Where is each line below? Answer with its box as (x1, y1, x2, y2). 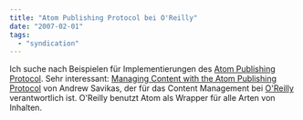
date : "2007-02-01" (9, 22, 84, 31)
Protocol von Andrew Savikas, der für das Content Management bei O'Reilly (9, 83, 295, 94)
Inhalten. (9, 102, 43, 114)
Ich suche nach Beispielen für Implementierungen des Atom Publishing (9, 64, 276, 75)
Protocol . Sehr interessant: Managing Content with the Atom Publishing (9, 74, 277, 85)
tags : (9, 30, 30, 39)
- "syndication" (17, 38, 79, 48)
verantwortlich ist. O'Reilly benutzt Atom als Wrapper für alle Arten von (9, 93, 276, 104)
